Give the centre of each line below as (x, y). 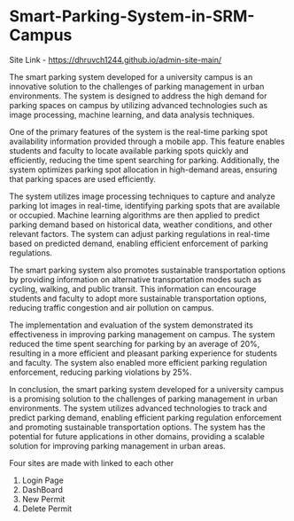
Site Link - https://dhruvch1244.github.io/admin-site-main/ (116, 59)
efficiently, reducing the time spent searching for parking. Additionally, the (145, 160)
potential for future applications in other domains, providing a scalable (137, 436)
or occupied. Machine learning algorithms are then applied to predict (135, 215)
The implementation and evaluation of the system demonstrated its (132, 325)
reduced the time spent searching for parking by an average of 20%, (135, 343)
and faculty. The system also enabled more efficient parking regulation (138, 362)
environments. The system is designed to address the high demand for (138, 96)
